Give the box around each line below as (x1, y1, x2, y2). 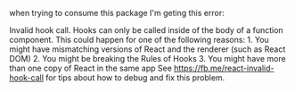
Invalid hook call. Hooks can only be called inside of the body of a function (9, 25, 283, 35)
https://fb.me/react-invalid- (173, 63, 275, 73)
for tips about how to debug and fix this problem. (45, 72, 225, 83)
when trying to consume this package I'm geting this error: (9, 8, 225, 18)
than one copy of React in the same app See (9, 63, 172, 73)
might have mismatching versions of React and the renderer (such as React (9, 44, 286, 54)
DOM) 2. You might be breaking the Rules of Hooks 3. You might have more (9, 54, 287, 63)
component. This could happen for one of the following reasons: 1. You (9, 35, 269, 45)
